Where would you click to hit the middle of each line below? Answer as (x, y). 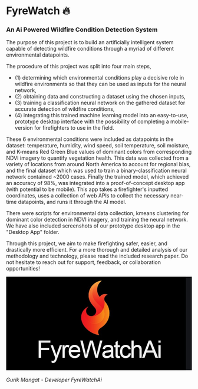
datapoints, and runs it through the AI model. (72, 202)
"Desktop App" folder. (33, 232)
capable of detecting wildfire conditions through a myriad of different (90, 49)
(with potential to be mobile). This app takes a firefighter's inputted (87, 189)
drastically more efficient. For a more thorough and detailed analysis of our (97, 250)
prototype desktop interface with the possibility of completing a (92, 121)
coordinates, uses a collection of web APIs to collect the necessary (88, 196)
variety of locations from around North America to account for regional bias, (98, 164)
